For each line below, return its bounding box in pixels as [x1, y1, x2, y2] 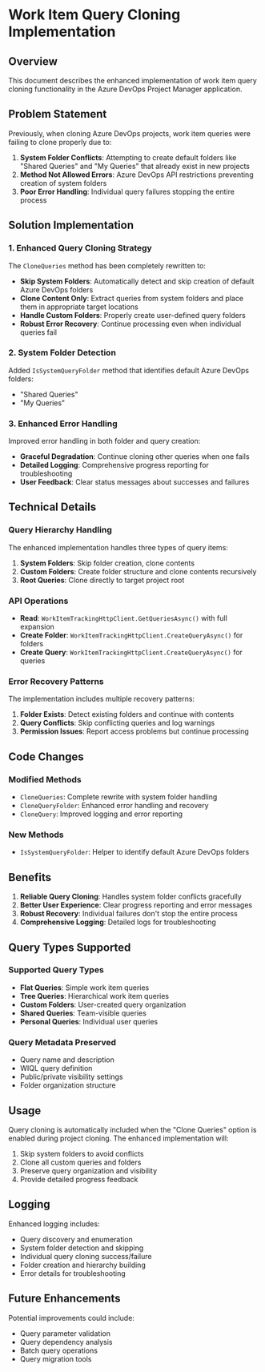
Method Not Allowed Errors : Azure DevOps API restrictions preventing [19, 170, 254, 179]
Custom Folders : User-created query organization [19, 1000, 187, 1009]
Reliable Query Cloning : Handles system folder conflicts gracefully [19, 891, 242, 902]
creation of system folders [19, 178, 107, 187]
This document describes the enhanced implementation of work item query [8, 76, 258, 85]
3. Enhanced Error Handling [8, 418, 118, 429]
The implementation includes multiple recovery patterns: [8, 694, 195, 704]
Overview [8, 54, 58, 68]
